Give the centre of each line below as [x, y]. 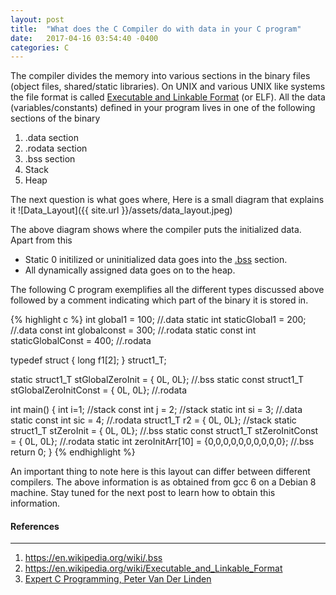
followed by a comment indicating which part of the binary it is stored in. [159, 300]
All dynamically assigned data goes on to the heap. [130, 270]
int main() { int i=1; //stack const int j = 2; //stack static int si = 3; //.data [156, 410]
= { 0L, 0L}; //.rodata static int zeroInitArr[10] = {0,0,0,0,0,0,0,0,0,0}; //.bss [162, 442]
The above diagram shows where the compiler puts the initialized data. [156, 230]
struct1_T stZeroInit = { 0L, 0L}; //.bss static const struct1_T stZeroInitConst [164, 431]
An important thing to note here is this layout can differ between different [160, 472]
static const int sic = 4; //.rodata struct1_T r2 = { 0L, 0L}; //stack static [153, 420]
